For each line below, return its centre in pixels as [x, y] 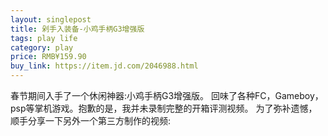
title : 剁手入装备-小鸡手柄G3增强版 [77, 29]
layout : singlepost [51, 19]
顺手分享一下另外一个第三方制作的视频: [91, 120]
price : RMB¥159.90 [48, 57]
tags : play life [44, 38]
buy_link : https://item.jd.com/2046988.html [104, 66]
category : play [42, 47]
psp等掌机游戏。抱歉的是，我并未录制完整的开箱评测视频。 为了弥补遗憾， [164, 108]
